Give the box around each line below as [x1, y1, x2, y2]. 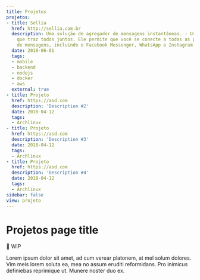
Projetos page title [6, 223, 99, 236]
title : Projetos [6, 8, 46, 15]
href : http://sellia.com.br [11, 25, 82, 32]
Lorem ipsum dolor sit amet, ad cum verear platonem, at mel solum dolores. [6, 254, 192, 261]
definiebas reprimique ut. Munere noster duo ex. [6, 267, 125, 275]
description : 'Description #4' [11, 170, 89, 176]
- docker [11, 75, 33, 81]
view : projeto [6, 198, 42, 204]
